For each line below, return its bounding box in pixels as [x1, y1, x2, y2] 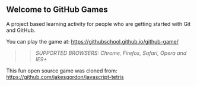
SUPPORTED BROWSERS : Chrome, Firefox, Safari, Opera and [35, 49, 187, 57]
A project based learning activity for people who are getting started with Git [6, 20, 191, 27]
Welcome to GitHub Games [6, 5, 108, 15]
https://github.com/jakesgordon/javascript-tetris [6, 73, 125, 80]
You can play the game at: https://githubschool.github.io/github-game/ [6, 38, 179, 45]
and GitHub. [6, 27, 36, 34]
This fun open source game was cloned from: [6, 67, 117, 74]
